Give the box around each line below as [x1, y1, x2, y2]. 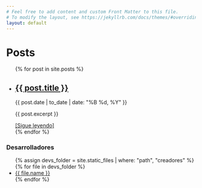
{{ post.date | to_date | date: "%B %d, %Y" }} [14, 99, 127, 106]
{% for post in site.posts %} [14, 65, 84, 72]
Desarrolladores [6, 143, 55, 151]
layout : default [6, 20, 47, 26]
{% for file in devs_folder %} [14, 163, 85, 171]
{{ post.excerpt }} [14, 110, 59, 117]
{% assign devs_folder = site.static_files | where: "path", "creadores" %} [14, 157, 194, 164]
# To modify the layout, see [6, 14, 79, 20]
